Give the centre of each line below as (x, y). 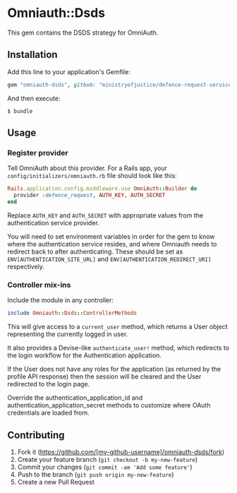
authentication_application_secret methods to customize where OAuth (109, 405)
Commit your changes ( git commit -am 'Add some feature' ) (105, 467)
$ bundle (20, 111)
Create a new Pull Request (56, 482)
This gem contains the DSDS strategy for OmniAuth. (83, 32)
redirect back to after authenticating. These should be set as (95, 251)
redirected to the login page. (49, 384)
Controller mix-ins (39, 285)
